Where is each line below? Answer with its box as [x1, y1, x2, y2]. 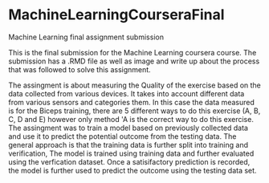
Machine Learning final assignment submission [8, 32, 165, 42]
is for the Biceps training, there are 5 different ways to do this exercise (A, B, [8, 106, 261, 116]
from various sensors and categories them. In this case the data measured [8, 97, 255, 107]
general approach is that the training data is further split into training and [8, 140, 249, 149]
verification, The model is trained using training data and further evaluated [8, 148, 255, 158]
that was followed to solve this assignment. [8, 64, 151, 74]
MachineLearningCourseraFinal [8, 6, 225, 24]
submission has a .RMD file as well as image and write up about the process [8, 56, 260, 66]
